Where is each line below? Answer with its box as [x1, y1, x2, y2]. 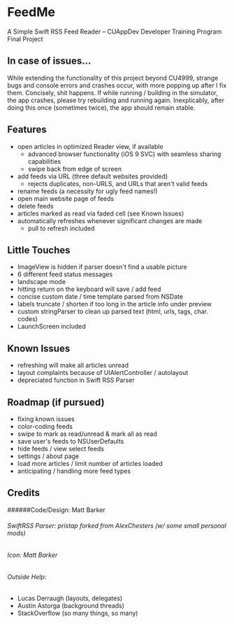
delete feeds [17, 201, 54, 210]
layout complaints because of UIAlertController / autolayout [17, 369, 189, 377]
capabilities [27, 157, 61, 165]
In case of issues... [7, 55, 92, 67]
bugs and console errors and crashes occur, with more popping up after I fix [7, 81, 227, 90]
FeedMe [7, 4, 56, 20]
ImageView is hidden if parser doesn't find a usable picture [17, 263, 187, 271]
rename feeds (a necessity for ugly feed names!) [17, 187, 159, 195]
